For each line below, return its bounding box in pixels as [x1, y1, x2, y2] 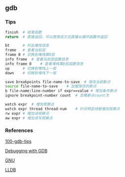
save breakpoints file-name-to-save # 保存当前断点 [5, 79, 111, 84]
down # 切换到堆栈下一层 [5, 71, 56, 76]
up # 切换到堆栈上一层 [5, 66, 56, 71]
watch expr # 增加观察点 [5, 102, 54, 107]
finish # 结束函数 [5, 29, 42, 35]
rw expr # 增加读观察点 [5, 111, 49, 116]
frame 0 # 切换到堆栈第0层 [5, 52, 55, 57]
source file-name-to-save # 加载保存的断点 [5, 84, 97, 89]
